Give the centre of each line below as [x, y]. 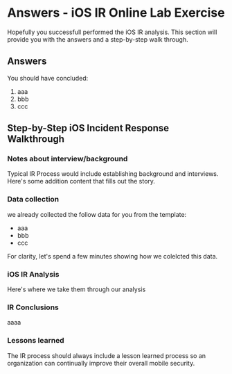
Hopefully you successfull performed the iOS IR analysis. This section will [112, 32]
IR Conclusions [33, 307]
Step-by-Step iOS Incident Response [88, 128]
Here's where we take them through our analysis [77, 289]
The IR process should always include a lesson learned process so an [107, 355]
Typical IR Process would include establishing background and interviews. [113, 174]
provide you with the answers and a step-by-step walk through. [98, 39]
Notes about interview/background [68, 159]
